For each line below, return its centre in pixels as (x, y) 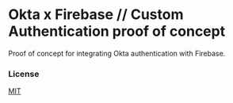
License (24, 74)
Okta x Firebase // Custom (96, 15)
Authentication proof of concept (117, 31)
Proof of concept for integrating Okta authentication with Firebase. (117, 53)
